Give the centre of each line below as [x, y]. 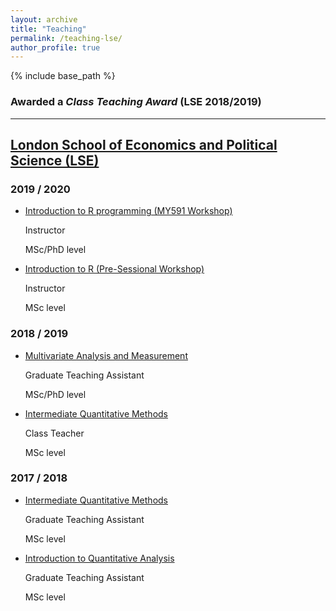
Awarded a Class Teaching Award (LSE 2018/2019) [136, 102]
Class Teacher [54, 433]
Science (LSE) [55, 160]
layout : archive [44, 19]
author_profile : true [55, 47]
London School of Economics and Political [144, 144]
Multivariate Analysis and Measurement [106, 355]
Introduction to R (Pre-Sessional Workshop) [114, 269]
